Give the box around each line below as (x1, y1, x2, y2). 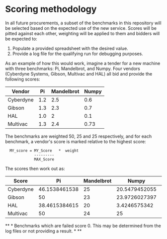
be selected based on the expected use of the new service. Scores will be (5, 25, 157, 31)
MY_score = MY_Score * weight (9, 148, 79, 153)
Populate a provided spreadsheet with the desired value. (12, 45, 128, 51)
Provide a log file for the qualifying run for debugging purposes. (12, 51, 143, 57)
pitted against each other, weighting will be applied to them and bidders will (5, 30, 160, 36)
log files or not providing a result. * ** (5, 228, 82, 234)
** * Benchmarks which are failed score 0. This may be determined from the (5, 223, 162, 229)
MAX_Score (34, 157, 55, 162)
